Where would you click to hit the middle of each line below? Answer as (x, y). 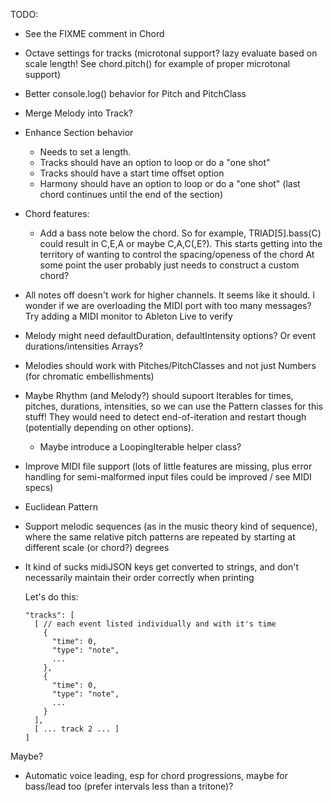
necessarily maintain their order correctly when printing (139, 577)
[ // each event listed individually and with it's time (155, 624)
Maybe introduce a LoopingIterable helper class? (140, 447)
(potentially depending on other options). (109, 427)
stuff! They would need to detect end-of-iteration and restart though (165, 417)
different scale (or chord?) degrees (97, 547)
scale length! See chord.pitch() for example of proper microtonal (157, 63)
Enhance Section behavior (79, 132)
